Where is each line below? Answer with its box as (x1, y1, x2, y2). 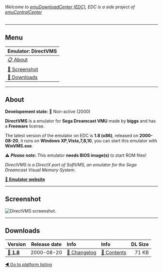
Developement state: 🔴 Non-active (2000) (5, 109, 91, 114)
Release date (31, 241, 62, 248)
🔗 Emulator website (5, 176, 45, 182)
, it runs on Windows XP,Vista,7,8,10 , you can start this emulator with (18, 138, 158, 144)
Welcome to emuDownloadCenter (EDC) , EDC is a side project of (5, 4, 135, 10)
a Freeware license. (5, 123, 45, 129)
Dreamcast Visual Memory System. (5, 167, 76, 173)
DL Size (130, 241, 149, 248)
